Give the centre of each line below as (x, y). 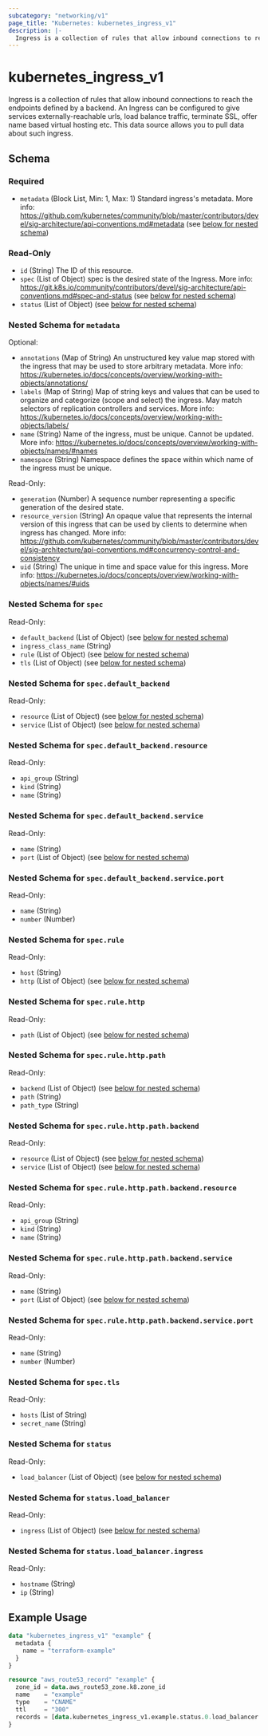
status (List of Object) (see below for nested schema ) (108, 305)
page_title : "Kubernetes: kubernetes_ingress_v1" (93, 23)
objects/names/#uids (55, 584)
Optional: (23, 342)
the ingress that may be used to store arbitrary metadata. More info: (131, 366)
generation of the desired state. (71, 507)
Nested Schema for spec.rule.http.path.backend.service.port (131, 1320)
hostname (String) (47, 1584)
